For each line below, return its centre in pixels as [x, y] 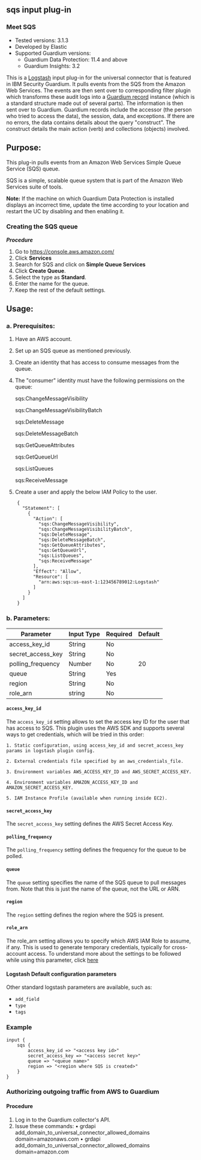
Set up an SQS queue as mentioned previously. [73, 351]
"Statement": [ [41, 509]
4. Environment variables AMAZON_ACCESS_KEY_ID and [72, 782]
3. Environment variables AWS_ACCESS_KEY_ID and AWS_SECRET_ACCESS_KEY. [99, 772]
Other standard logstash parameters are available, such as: [79, 987]
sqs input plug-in [39, 10]
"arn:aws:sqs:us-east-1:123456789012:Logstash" [99, 582]
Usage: [20, 309]
